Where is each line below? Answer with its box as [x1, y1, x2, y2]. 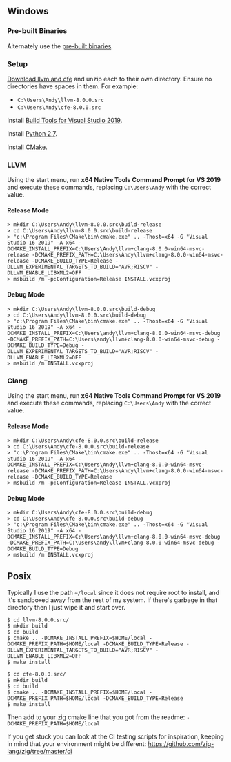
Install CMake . [7, 143, 48, 151]
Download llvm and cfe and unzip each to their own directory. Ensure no [7, 74, 212, 83]
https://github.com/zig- [148, 740, 214, 748]
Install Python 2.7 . [7, 129, 57, 137]
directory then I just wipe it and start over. [7, 603, 126, 612]
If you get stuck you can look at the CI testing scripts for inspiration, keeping [7, 732, 224, 741]
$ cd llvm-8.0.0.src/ [7, 616, 70, 623]
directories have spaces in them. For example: [7, 82, 139, 90]
